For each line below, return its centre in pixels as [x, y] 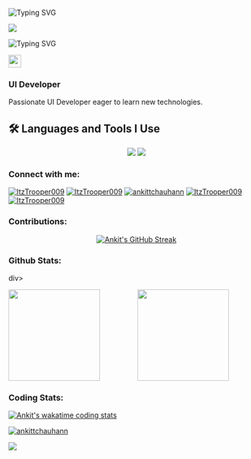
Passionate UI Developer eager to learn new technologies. [106, 102]
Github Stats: [35, 260]
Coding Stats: [36, 397]
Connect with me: [44, 175]
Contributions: [38, 222]
